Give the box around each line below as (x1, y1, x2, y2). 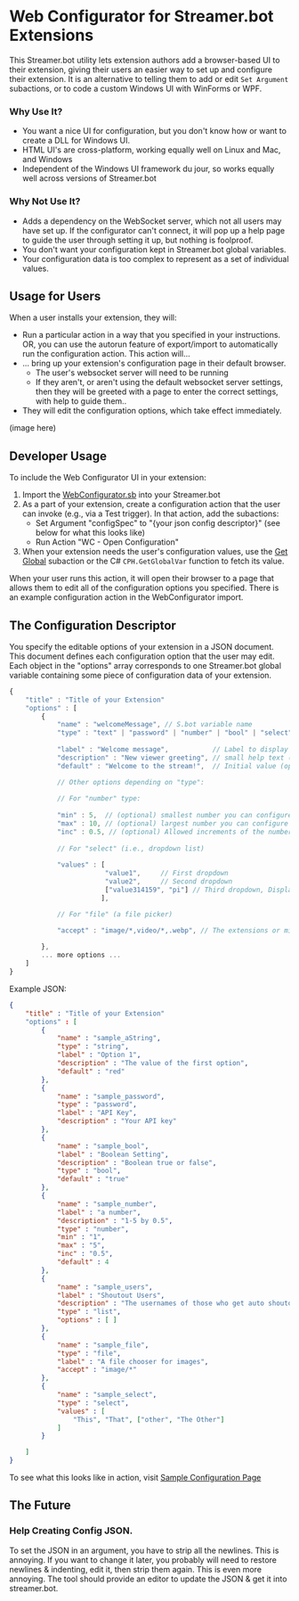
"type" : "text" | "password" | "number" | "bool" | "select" (56, 728, 293, 737)
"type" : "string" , (56, 1042, 129, 1051)
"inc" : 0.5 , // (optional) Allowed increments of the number (56, 827, 293, 836)
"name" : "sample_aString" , (56, 1034, 162, 1043)
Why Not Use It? (9, 195, 81, 208)
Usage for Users (9, 288, 101, 304)
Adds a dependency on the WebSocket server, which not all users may (21, 216, 282, 226)
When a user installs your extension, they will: (9, 312, 177, 323)
